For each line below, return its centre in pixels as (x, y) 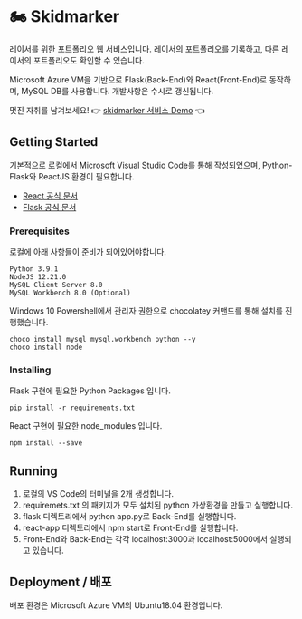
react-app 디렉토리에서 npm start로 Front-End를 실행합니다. (130, 528)
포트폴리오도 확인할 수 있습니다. (89, 60)
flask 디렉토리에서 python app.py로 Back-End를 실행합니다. (129, 517)
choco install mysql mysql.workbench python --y (103, 340)
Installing (30, 370)
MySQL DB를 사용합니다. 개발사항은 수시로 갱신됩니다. (118, 91)
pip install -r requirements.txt (72, 408)
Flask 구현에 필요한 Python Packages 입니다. (90, 391)
